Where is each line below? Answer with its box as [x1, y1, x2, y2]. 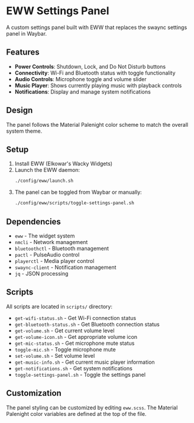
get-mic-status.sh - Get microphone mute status [14, 339, 135, 347]
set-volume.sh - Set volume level [14, 352, 95, 359]
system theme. [6, 127, 43, 134]
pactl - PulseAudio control [14, 251, 80, 258]
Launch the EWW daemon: [14, 166, 80, 174]
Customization [6, 388, 62, 398]
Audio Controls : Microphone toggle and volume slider [14, 75, 147, 82]
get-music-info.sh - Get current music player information [14, 358, 155, 366]
